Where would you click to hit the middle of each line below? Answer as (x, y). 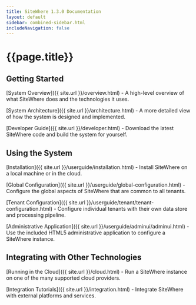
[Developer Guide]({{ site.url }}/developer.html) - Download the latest (90, 128)
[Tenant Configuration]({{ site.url (46, 203)
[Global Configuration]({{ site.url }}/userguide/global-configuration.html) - (96, 185)
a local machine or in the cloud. (44, 174)
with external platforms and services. (51, 296)
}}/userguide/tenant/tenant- (120, 203)
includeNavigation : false (38, 28)
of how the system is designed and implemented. (66, 117)
